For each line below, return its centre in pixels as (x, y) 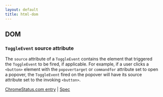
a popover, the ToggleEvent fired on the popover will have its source (74, 75)
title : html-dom (22, 14)
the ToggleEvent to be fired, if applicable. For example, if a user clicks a (77, 64)
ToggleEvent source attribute (40, 48)
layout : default (22, 10)
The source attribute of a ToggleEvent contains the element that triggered (79, 59)
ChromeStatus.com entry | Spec (38, 90)
